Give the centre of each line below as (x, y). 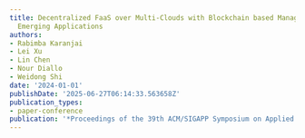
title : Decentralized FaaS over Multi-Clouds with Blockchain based (142, 18)
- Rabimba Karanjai (46, 43)
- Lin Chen (30, 60)
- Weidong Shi (36, 77)
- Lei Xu (26, 52)
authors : (26, 34)
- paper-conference (46, 111)
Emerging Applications (60, 26)
